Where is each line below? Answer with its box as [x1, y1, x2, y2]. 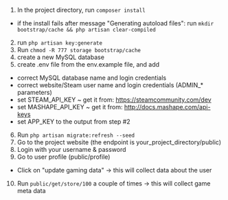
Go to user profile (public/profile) [16, 153, 111, 161]
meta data [16, 187, 46, 195]
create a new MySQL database [16, 53, 105, 61]
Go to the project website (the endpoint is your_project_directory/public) [16, 138, 222, 146]
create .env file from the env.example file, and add [16, 60, 160, 68]
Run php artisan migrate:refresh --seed [16, 131, 135, 139]
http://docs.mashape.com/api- [124, 103, 211, 111]
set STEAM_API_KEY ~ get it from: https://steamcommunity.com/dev [16, 96, 212, 104]
